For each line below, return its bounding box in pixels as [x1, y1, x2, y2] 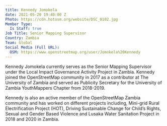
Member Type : [5, 21, 33, 27]
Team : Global [5, 40, 33, 45]
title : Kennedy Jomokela [5, 7, 57, 13]
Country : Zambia [5, 36, 39, 41]
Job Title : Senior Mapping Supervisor [5, 31, 87, 36]
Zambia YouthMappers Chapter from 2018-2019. [5, 85, 106, 91]
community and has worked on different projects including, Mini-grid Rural [5, 100, 160, 106]
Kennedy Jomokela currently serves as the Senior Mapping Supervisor [5, 64, 152, 70]
